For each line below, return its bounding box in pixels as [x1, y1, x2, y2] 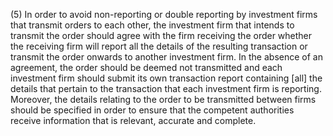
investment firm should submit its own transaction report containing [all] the [10, 72, 323, 84]
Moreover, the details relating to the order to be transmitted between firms [10, 94, 317, 105]
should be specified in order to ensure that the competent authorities [10, 104, 295, 116]
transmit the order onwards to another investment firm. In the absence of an [10, 51, 323, 63]
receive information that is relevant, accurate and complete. [10, 115, 257, 126]
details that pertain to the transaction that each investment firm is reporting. [10, 83, 322, 94]
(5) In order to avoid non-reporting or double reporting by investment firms [10, 9, 318, 20]
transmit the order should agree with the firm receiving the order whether [10, 30, 313, 41]
